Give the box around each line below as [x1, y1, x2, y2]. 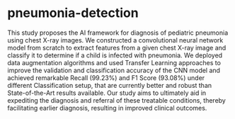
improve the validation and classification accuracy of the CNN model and [7, 66, 221, 74]
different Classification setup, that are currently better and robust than [7, 81, 212, 89]
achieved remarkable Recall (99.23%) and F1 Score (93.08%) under [7, 73, 205, 82]
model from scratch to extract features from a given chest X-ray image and [7, 43, 227, 52]
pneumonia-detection [7, 5, 139, 21]
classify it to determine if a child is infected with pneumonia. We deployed [7, 51, 223, 59]
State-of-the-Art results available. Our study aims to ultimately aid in [7, 89, 207, 97]
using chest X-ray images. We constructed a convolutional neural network [7, 35, 224, 44]
